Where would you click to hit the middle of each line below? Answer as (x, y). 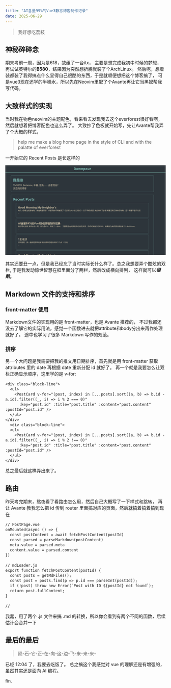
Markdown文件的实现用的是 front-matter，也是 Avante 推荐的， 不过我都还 (83, 322)
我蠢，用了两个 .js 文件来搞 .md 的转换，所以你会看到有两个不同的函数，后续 (85, 616)
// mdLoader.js (21, 565)
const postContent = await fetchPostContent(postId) (67, 535)
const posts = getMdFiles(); (41, 575)
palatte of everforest (39, 147)
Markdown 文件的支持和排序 (50, 294)
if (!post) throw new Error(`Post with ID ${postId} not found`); (82, 586)
